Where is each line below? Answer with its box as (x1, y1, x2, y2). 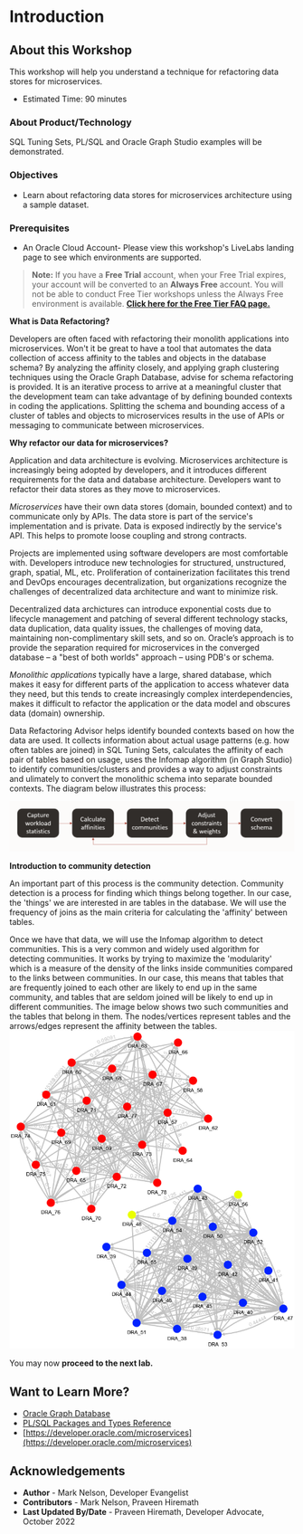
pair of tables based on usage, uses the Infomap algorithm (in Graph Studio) (9, 754, 293, 765)
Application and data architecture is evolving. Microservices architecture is (9, 454, 289, 465)
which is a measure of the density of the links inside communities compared (9, 962, 293, 974)
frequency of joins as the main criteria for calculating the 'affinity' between (9, 907, 288, 918)
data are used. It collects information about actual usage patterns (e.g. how (9, 735, 290, 746)
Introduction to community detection (9, 860, 151, 871)
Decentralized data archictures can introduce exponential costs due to (9, 604, 271, 615)
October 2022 (22, 1516, 75, 1527)
